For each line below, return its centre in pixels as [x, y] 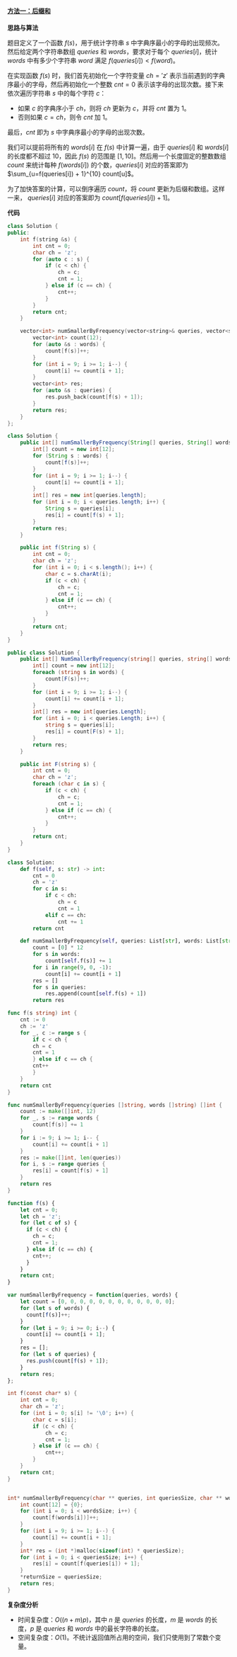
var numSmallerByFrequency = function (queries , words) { [93, 1295]
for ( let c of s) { [49, 1223]
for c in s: [50, 889]
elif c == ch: [66, 915]
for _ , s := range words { [60, 1118]
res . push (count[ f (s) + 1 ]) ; [67, 1361]
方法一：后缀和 [29, 11]
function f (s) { [31, 1203]
